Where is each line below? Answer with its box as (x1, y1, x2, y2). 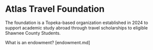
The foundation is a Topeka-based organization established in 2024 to (5, 20, 148, 25)
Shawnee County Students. (5, 30, 61, 36)
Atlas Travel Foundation (5, 3, 105, 15)
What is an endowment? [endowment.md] (5, 39, 90, 45)
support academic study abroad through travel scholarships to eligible (5, 25, 148, 30)
